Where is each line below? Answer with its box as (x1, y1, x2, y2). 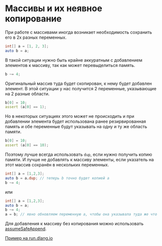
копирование (5, 13, 62, 24)
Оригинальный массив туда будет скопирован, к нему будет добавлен (5, 81, 152, 86)
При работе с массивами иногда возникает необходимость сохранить (5, 29, 152, 35)
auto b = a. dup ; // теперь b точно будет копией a (5, 176, 110, 180)
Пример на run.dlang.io (5, 235, 53, 241)
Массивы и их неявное (5, 3, 103, 14)
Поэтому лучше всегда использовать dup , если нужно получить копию (5, 151, 152, 158)
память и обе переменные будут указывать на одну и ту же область (5, 124, 147, 130)
